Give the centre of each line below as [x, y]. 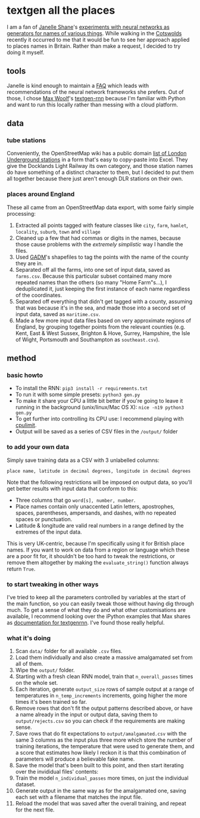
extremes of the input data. [49, 532]
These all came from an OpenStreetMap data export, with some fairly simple [100, 207]
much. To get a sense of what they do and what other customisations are [96, 610]
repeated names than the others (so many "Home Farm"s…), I [91, 282]
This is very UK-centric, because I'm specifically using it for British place [96, 543]
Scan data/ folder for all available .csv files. [69, 651]
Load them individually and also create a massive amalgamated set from [104, 657]
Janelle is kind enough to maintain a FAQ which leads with [78, 85]
